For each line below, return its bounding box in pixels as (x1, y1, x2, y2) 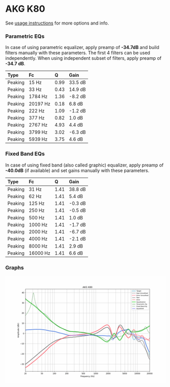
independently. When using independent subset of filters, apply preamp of (5, 55, 162, 61)
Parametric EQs (5, 33, 45, 40)
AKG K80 (5, 3, 45, 15)
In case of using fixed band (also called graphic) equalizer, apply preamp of (5, 162, 164, 168)
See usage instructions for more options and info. (5, 20, 109, 26)
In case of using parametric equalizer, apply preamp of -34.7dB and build (5, 44, 159, 51)
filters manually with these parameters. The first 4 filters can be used (5, 50, 150, 56)
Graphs (5, 264, 24, 271)
